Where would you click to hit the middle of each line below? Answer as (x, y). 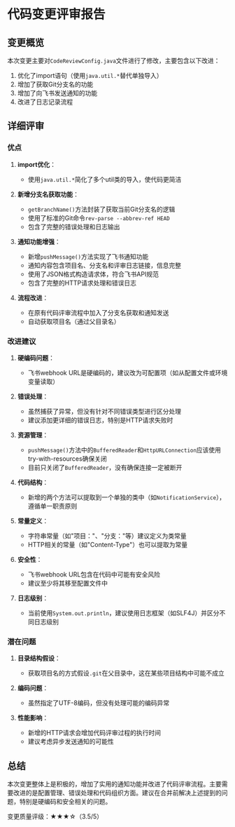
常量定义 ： (33, 520)
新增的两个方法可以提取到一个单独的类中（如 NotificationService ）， (127, 497)
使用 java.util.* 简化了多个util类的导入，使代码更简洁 (105, 179)
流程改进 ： (33, 297)
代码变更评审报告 (57, 14)
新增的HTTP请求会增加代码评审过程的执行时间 (94, 733)
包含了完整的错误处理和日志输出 (74, 227)
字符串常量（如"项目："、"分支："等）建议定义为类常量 (107, 536)
